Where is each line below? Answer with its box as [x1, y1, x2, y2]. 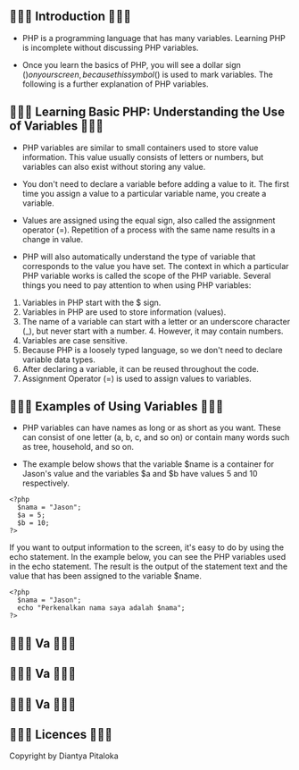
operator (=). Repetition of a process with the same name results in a [21, 224, 276, 235]
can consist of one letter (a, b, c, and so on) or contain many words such [21, 432, 290, 443]
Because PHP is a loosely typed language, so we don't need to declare [21, 344, 283, 355]
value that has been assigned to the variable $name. [9, 571, 203, 581]
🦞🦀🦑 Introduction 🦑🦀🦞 [9, 9, 132, 24]
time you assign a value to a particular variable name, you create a [21, 188, 267, 199]
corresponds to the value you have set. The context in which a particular [21, 260, 289, 271]
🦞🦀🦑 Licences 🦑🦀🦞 [9, 727, 113, 742]
